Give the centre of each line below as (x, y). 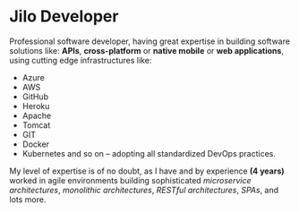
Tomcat (36, 125)
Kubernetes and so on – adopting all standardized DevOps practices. (149, 153)
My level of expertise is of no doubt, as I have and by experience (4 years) (147, 171)
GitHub (35, 97)
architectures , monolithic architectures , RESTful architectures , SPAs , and (144, 190)
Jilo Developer (64, 17)
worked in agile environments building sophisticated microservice (130, 180)
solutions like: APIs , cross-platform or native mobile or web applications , (147, 50)
